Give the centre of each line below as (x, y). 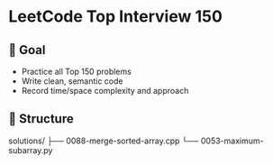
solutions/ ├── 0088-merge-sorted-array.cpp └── (104, 141)
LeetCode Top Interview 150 (115, 17)
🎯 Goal (27, 50)
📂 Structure (41, 119)
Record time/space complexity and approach (105, 91)
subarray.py (31, 150)
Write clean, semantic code (72, 81)
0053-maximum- (232, 141)
